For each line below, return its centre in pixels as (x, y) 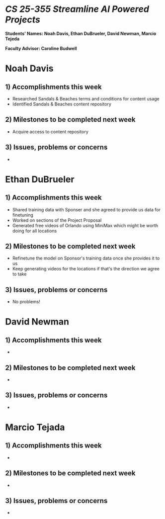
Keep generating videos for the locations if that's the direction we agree (86, 269)
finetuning (23, 215)
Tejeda (12, 39)
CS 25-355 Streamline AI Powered (77, 9)
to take (19, 274)
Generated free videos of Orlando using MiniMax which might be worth (85, 225)
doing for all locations (35, 231)
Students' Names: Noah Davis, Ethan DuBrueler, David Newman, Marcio (81, 33)
